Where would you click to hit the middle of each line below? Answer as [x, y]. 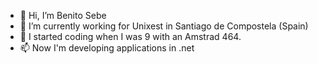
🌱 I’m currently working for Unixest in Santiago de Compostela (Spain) [164, 26]
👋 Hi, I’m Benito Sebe [63, 15]
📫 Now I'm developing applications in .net [107, 48]
